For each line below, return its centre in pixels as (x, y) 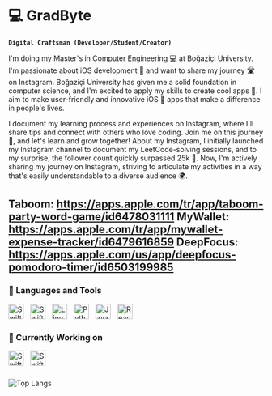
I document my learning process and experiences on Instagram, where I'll (131, 123)
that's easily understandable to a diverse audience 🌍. (98, 176)
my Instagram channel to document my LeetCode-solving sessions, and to (133, 149)
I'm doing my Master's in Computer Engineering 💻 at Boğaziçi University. (131, 58)
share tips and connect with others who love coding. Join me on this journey (136, 132)
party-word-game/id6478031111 (91, 217)
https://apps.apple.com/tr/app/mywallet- (116, 230)
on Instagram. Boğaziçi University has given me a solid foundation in (123, 82)
